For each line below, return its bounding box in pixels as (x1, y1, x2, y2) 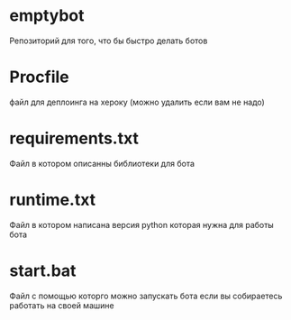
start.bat (9, 261, 77, 280)
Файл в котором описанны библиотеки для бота (9, 158, 196, 169)
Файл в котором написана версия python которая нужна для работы (9, 219, 275, 230)
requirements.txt (9, 128, 140, 149)
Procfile (9, 67, 69, 87)
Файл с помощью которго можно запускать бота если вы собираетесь (9, 290, 283, 301)
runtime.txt (9, 190, 96, 210)
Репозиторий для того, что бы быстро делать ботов (9, 35, 208, 46)
